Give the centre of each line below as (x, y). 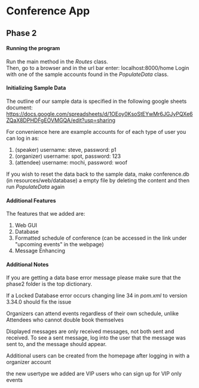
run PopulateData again (36, 187)
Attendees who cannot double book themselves (65, 320)
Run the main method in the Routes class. (57, 62)
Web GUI (26, 225)
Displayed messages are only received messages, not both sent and (90, 332)
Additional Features (31, 200)
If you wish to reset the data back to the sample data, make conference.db (98, 174)
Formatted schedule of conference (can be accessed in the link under (101, 238)
